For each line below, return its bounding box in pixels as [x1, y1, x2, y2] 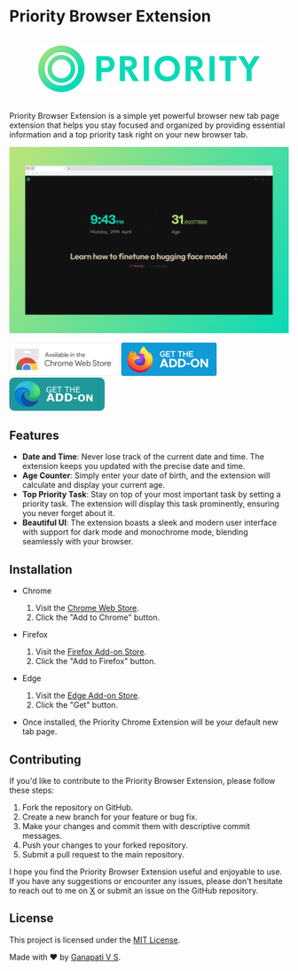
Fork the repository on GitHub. [21, 803, 134, 813]
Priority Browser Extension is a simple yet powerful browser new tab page [9, 110, 279, 121]
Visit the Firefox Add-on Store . [35, 646, 147, 657]
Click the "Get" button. [35, 700, 118, 710]
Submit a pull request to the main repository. [21, 850, 184, 860]
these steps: [9, 785, 55, 795]
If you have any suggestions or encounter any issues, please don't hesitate [9, 876, 284, 887]
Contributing [9, 752, 82, 767]
